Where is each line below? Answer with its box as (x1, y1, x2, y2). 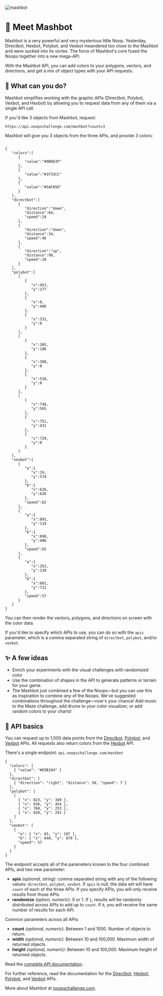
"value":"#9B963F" (24, 159, 62, 164)
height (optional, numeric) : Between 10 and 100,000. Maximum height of (12, 947, 158, 953)
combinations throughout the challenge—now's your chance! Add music (12, 698, 157, 703)
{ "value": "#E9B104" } (14, 768, 62, 773)
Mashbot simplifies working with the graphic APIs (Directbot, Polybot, (5, 95, 144, 101)
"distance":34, (24, 231, 55, 236)
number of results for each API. (12, 907, 75, 913)
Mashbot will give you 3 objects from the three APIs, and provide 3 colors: (5, 132, 153, 138)
